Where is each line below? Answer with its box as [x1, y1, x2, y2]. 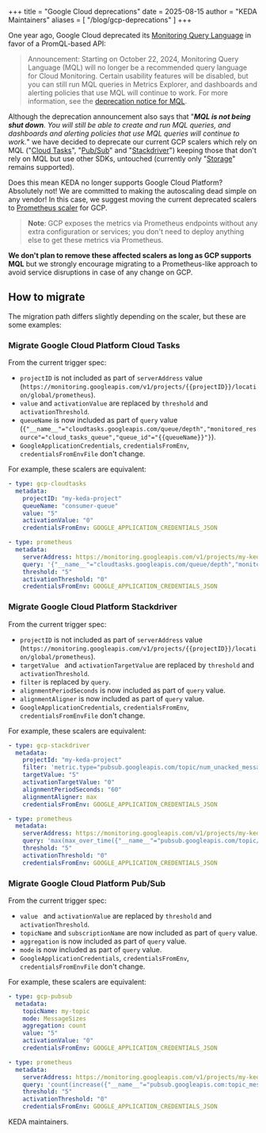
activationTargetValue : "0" [22, 778, 115, 786]
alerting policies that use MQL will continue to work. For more [27, 88, 228, 98]
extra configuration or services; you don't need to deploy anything [27, 227, 245, 236]
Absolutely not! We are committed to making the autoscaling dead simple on [8, 186, 257, 195]
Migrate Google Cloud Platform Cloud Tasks [8, 340, 180, 351]
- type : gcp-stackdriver [8, 741, 90, 749]
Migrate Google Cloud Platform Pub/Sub [8, 878, 166, 889]
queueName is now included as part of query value [19, 416, 178, 425]
